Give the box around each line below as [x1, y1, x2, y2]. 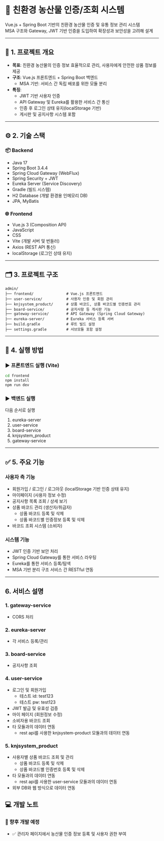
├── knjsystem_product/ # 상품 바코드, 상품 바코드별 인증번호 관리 [5, 301, 141, 307]
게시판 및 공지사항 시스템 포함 [19, 111, 76, 117]
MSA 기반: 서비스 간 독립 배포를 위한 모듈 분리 [19, 81, 107, 86]
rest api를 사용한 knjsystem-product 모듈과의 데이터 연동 [19, 730, 130, 735]
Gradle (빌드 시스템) [12, 187, 51, 192]
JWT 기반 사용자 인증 [19, 93, 61, 99]
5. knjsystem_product [5, 742, 58, 749]
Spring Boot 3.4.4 [12, 165, 48, 171]
